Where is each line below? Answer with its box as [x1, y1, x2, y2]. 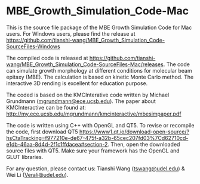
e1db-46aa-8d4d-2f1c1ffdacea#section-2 [6, 141, 108, 148]
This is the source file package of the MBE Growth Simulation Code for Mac [6, 24, 192, 31]
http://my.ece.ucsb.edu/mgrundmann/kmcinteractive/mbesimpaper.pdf [6, 110, 181, 117]
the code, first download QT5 [6, 128, 79, 135]
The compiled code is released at [6, 54, 88, 61]
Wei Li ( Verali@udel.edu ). [6, 171, 69, 178]
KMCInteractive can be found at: [6, 104, 87, 111]
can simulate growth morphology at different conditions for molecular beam [6, 67, 192, 74]
